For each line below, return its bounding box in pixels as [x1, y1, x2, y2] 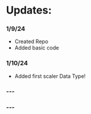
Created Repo [14, 38, 49, 45]
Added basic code [14, 44, 59, 51]
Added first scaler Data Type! [14, 72, 86, 80]
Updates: [6, 4, 52, 17]
